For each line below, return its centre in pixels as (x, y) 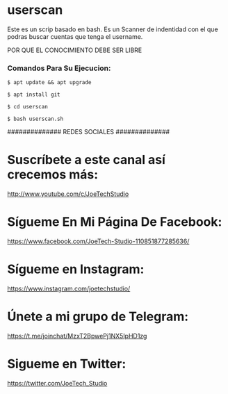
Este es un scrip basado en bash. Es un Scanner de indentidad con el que (113, 29)
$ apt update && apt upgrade (49, 83)
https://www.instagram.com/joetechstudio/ (69, 289)
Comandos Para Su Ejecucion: (59, 68)
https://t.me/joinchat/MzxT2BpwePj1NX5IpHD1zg (77, 336)
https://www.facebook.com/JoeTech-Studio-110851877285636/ (98, 241)
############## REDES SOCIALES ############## (89, 132)
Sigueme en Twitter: (67, 364)
